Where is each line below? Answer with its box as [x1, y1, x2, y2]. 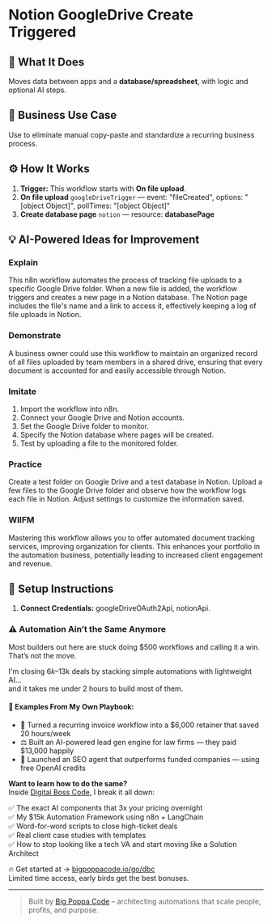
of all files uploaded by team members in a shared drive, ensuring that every [8, 357, 263, 366]
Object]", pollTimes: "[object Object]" [45, 201, 171, 210]
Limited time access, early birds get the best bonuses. [8, 873, 189, 883]
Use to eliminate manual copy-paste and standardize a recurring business [8, 129, 255, 139]
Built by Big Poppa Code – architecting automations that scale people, [28, 896, 261, 906]
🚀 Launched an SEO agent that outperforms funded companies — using [19, 754, 260, 764]
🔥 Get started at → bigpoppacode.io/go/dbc [8, 864, 155, 874]
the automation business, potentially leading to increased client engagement [8, 550, 263, 560]
